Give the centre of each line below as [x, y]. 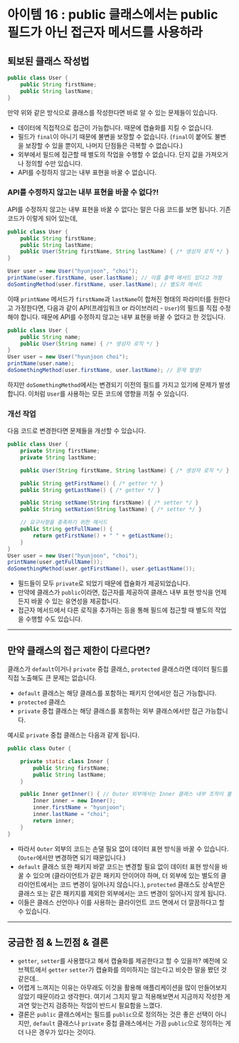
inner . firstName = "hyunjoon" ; [79, 807]
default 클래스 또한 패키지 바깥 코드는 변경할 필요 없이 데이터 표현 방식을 [119, 866]
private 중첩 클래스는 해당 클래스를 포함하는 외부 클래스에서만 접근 [111, 711]
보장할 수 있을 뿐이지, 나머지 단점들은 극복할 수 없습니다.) [104, 145]
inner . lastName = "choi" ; [71, 815]
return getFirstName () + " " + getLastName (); [103, 535]
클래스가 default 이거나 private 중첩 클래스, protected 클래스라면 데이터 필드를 [118, 669]
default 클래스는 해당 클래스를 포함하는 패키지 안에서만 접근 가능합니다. [117, 693]
